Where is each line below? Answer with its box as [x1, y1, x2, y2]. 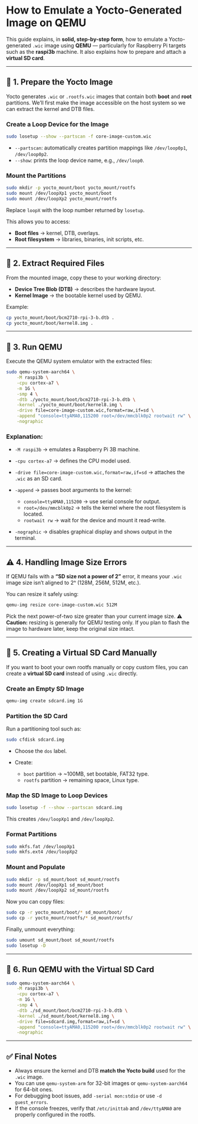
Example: [6, 303, 29, 310]
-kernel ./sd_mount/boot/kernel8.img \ [16, 1013, 115, 1019]
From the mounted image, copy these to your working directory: [6, 274, 161, 281]
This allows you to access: [6, 218, 71, 225]
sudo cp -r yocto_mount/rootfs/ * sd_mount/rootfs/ [6, 915, 133, 921]
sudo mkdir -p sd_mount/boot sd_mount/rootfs [6, 877, 120, 882]
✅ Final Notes [6, 1051, 57, 1061]
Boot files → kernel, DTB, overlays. [14, 229, 100, 236]
